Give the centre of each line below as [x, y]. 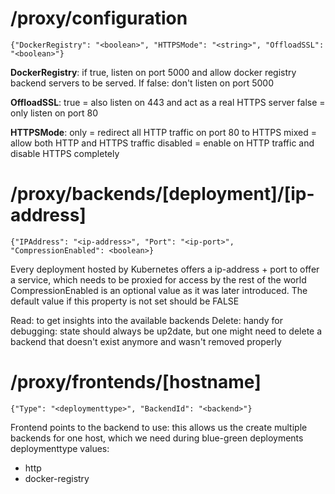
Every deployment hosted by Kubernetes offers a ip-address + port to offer [165, 269]
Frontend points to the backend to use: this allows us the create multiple [159, 427]
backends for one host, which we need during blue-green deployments [157, 438]
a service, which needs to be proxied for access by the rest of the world [158, 279]
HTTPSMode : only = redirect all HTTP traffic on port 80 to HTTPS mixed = [163, 132]
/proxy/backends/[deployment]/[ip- [162, 194]
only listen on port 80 [54, 113]
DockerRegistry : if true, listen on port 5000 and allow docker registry [153, 72]
